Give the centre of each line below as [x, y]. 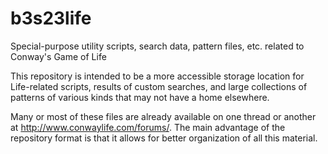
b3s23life [51, 18]
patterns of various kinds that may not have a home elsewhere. [140, 97]
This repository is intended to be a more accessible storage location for [157, 76]
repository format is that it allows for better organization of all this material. [164, 138]
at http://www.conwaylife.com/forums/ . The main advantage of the [148, 127]
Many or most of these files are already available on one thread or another [163, 116]
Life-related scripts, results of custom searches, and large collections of [159, 86]
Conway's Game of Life [58, 56]
